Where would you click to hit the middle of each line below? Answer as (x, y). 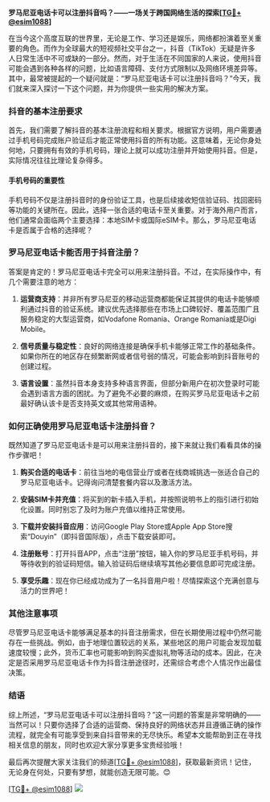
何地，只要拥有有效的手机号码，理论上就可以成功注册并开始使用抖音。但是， (135, 150)
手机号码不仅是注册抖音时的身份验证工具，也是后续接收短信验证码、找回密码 (135, 199)
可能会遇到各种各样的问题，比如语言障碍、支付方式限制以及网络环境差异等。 (135, 68)
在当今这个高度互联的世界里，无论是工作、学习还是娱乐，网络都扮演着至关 (131, 38)
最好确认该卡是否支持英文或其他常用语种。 (90, 403)
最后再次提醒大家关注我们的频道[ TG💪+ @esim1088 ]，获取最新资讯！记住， (132, 762)
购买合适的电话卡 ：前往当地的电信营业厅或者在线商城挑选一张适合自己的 (139, 473)
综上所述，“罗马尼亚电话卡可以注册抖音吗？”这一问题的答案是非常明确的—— (135, 714)
